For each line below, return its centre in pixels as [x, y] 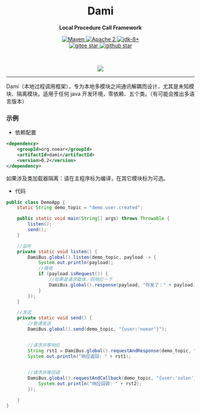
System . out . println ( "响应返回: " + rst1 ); [80, 356]
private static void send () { [55, 318]
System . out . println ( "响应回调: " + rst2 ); [90, 384]
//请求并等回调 [44, 373]
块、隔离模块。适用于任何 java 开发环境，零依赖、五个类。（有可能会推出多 [98, 93]
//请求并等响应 [44, 345]
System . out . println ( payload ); [76, 263]
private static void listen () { [57, 252]
